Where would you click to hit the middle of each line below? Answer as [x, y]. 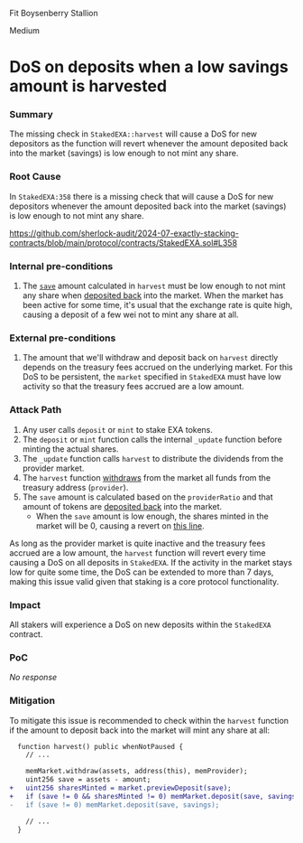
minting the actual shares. [70, 449]
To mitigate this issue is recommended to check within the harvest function [149, 720]
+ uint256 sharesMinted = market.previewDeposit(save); [120, 788]
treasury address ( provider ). [75, 487]
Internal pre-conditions [61, 266]
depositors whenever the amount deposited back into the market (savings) [148, 206]
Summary [32, 115]
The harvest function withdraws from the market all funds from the [147, 477]
